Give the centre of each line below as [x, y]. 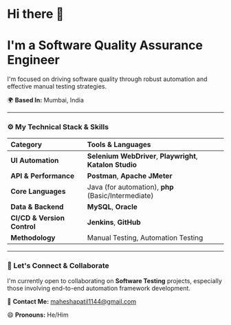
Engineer [33, 60]
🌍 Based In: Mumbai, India [46, 100]
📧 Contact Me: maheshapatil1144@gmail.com [72, 301]
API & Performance [43, 176]
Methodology [33, 238]
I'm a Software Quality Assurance [105, 46]
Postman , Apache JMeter [130, 176]
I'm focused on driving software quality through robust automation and [107, 79]
